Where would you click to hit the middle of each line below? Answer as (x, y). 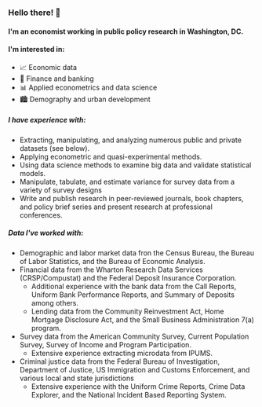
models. (33, 173)
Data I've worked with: (46, 233)
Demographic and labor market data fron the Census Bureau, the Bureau (137, 253)
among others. (55, 302)
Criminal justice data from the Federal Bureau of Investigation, (120, 361)
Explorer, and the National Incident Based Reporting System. (129, 394)
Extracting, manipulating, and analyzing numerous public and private (130, 140)
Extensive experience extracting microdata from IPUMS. (122, 353)
